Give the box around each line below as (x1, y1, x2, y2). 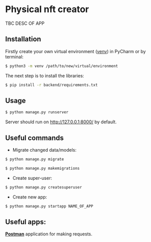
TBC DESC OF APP (5, 20, 45, 26)
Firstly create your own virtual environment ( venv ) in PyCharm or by (5, 48, 146, 54)
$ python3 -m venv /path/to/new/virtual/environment (5, 63, 118, 69)
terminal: (5, 54, 24, 60)
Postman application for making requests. (5, 231, 93, 237)
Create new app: (12, 193, 47, 200)
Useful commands (5, 133, 64, 142)
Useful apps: (5, 217, 46, 226)
